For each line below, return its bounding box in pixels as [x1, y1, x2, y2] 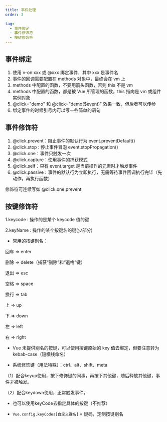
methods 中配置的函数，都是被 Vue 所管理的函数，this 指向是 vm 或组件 [12, 88, 161, 94]
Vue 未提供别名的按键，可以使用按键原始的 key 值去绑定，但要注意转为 [12, 345, 159, 351]
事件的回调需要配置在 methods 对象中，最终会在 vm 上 [12, 76, 126, 82]
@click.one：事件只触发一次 [12, 150, 71, 156]
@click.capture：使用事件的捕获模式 [12, 157, 88, 163]
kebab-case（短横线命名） [12, 351, 69, 358]
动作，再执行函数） [12, 175, 53, 181]
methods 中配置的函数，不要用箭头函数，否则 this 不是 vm [12, 82, 133, 88]
